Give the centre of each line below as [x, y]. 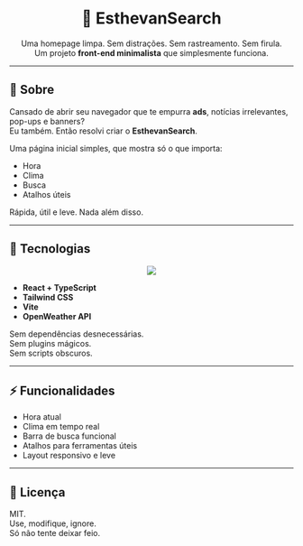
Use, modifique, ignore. [53, 523]
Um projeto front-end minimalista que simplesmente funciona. [151, 52]
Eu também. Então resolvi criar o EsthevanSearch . [104, 131]
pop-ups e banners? [47, 121]
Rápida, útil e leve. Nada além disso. [77, 212]
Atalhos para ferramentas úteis [80, 446]
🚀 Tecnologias [50, 249]
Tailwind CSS [48, 297]
